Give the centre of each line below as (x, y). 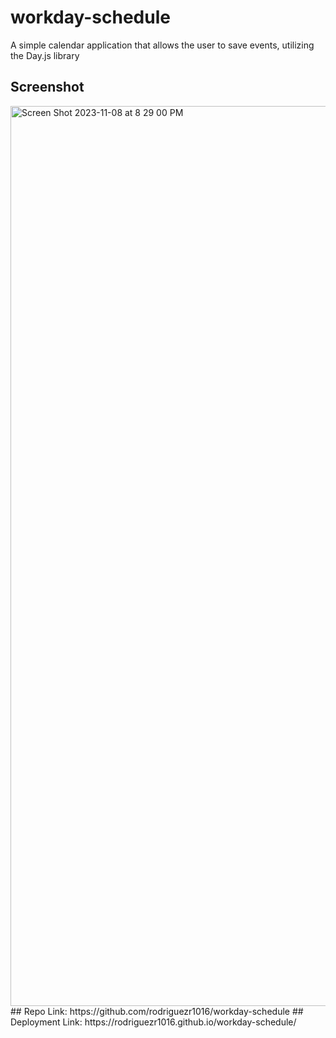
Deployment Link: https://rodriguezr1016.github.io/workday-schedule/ (153, 1022)
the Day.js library (45, 55)
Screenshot (47, 87)
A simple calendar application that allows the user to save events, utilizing (162, 45)
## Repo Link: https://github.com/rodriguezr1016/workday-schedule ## (157, 1011)
